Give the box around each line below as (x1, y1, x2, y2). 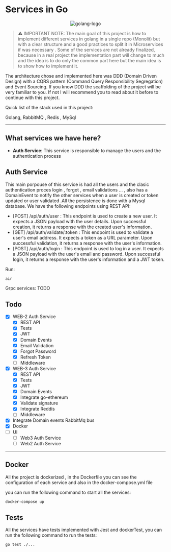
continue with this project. (5, 94, 60, 101)
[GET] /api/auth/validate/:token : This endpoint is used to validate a (12, 229, 154, 235)
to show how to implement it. (17, 63, 79, 69)
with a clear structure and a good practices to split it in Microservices (17, 41, 163, 47)
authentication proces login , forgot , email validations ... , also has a (5, 186, 148, 193)
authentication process (12, 153, 61, 159)
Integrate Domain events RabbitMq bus (12, 417, 95, 423)
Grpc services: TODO (5, 285, 50, 292)
